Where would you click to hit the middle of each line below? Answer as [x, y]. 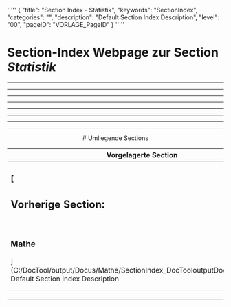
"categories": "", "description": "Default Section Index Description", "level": [113, 17]
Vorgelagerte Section [142, 155]
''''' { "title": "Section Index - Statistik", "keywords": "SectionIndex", [102, 10]
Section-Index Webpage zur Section [113, 53]
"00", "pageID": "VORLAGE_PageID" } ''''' [66, 24]
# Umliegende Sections [115, 138]
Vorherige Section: [58, 204]
